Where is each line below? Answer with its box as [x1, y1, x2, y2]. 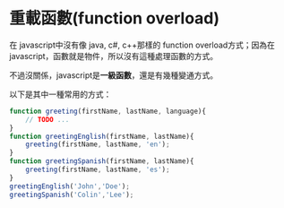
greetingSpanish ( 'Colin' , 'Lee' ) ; [9, 190, 134, 199]
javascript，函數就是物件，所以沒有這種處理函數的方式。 [9, 50, 219, 61]
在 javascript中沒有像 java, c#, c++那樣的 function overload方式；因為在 [9, 39, 275, 50]
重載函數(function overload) [9, 8, 220, 29]
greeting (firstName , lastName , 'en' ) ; [25, 140, 170, 149]
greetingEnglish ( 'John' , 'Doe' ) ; [9, 181, 130, 191]
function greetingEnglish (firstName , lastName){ [9, 132, 194, 141]
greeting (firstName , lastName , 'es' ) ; [25, 165, 170, 175]
